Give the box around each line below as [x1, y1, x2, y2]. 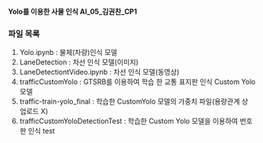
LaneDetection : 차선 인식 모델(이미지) [19, 57, 139, 67]
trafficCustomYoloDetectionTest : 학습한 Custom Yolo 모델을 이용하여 [19, 116, 238, 126]
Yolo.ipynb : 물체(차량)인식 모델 [19, 48, 118, 57]
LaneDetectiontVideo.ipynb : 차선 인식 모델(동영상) [19, 68, 180, 77]
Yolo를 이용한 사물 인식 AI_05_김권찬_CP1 [8, 7, 137, 16]
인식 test [27, 126, 55, 136]
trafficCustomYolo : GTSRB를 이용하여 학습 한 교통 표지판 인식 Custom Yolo [19, 77, 256, 86]
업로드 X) [19, 107, 49, 116]
